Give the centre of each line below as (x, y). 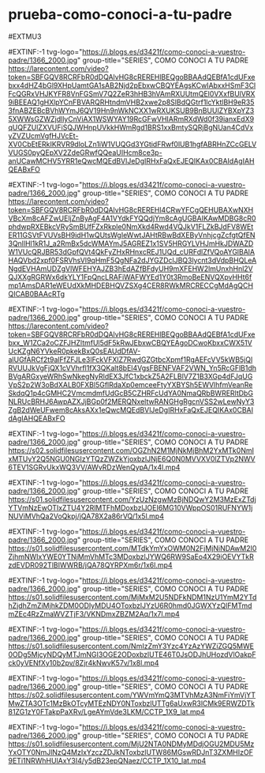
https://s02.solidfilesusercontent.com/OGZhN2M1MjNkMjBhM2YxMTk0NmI (131, 450)
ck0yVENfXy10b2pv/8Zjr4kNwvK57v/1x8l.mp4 (84, 662)
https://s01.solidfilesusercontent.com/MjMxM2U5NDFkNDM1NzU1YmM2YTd (132, 597)
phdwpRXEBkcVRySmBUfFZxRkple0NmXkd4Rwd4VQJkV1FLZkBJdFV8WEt (131, 226)
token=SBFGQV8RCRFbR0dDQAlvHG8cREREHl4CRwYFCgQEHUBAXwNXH (131, 209)
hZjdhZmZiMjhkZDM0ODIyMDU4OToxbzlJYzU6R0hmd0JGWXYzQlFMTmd (130, 605)
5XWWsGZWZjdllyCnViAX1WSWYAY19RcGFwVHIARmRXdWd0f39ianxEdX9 (131, 119)
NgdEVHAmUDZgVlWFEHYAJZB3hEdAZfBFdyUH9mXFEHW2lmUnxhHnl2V (131, 268)
